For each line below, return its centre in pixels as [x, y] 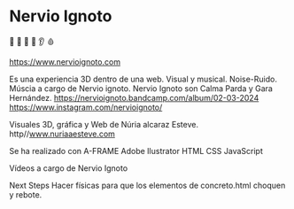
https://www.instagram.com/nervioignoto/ [86, 107]
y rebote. [26, 194]
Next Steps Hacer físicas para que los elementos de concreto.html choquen [147, 185]
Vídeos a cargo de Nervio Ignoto [69, 168]
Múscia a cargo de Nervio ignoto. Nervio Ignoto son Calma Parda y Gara [141, 88]
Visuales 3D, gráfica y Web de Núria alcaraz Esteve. [104, 124]
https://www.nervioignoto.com [65, 62]
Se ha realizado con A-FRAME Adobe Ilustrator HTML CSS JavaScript [136, 151]
